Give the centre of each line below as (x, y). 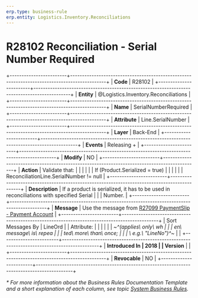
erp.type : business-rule (37, 12)
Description (43, 189)
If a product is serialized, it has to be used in (116, 189)
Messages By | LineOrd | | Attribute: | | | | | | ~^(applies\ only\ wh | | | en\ (94, 227)
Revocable (127, 258)
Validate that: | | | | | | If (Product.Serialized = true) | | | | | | (113, 170)
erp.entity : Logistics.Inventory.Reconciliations (69, 17)
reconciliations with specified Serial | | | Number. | (67, 195)
